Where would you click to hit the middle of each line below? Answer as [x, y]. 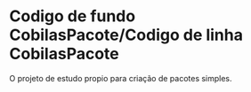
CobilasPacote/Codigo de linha [126, 35]
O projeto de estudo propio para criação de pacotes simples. [121, 78]
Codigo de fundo [73, 16]
